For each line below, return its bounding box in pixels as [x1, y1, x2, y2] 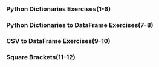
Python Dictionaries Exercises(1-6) [6, 5, 111, 13]
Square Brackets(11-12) [6, 53, 76, 61]
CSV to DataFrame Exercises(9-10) [6, 36, 111, 45]
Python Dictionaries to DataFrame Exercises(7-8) [6, 20, 154, 29]
